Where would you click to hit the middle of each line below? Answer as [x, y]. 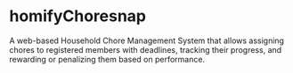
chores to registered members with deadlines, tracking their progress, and [146, 49]
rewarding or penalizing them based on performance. [107, 59]
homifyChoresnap [78, 16]
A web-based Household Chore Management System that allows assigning [147, 40]
